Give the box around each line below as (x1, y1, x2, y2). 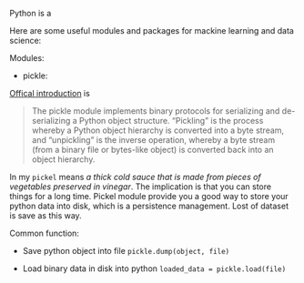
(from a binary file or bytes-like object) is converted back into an (31, 145, 275, 155)
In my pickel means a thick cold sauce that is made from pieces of (9, 172, 261, 182)
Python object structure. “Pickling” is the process (78, 116, 264, 126)
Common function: (9, 227, 80, 238)
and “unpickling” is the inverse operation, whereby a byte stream (31, 135, 276, 145)
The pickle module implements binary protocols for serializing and (31, 106, 280, 116)
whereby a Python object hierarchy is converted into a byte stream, (31, 125, 285, 136)
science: (9, 35, 42, 45)
